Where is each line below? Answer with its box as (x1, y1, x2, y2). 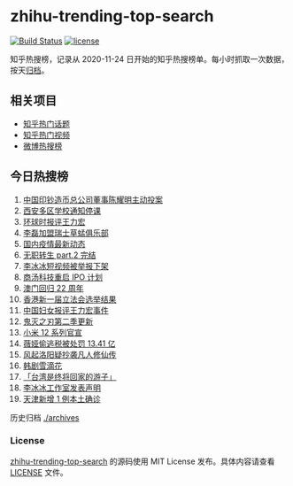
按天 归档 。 (10, 65, 50, 75)
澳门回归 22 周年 (22, 282, 84, 293)
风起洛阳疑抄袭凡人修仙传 (22, 349, 117, 359)
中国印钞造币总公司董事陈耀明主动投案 (22, 194, 163, 204)
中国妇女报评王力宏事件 (22, 305, 109, 315)
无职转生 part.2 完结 (22, 250, 96, 260)
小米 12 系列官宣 (22, 327, 82, 337)
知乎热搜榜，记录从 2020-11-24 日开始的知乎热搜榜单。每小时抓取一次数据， (10, 53, 289, 64)
